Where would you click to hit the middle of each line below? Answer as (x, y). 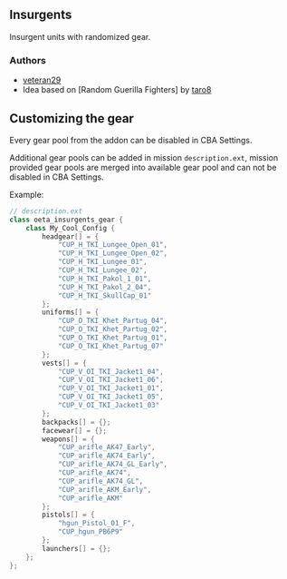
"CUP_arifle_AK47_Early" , (106, 447)
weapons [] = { (68, 439)
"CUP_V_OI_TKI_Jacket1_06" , (111, 380)
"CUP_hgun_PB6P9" (91, 532)
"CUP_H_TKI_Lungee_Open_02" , (113, 253)
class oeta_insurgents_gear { (67, 220)
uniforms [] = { (71, 312)
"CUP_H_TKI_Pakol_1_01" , (105, 279)
